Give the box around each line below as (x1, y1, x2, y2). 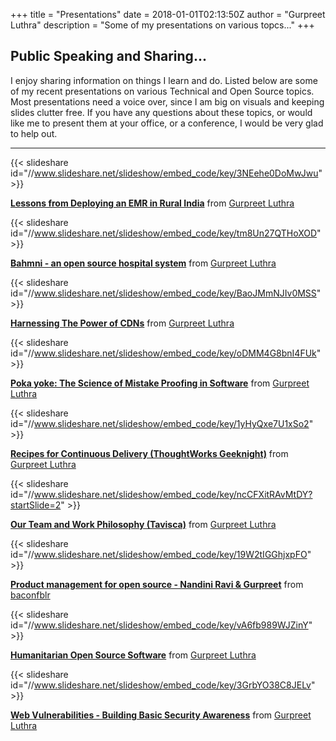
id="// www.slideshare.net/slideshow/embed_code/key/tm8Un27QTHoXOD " (10, 227, 322, 239)
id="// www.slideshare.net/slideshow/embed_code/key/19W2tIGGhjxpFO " (10, 548, 312, 560)
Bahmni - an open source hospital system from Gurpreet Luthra (10, 257, 277, 269)
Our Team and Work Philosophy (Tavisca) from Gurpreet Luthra (10, 518, 277, 530)
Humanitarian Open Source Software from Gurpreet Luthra (10, 649, 257, 661)
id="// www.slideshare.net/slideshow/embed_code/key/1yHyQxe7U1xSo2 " (10, 417, 314, 429)
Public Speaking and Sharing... (10, 48, 207, 65)
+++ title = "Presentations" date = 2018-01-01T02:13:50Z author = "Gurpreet (10, 9, 326, 20)
